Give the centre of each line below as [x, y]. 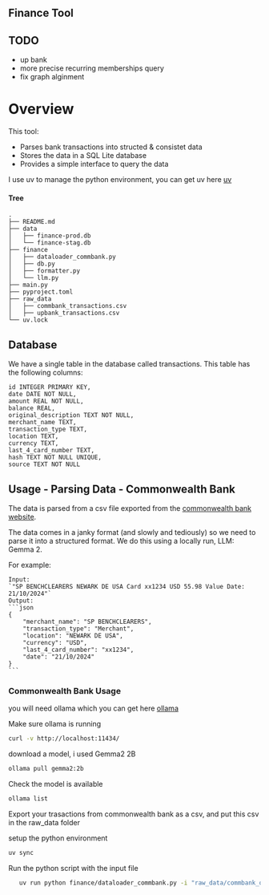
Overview [41, 109]
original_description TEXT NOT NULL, [71, 415]
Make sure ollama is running [55, 724]
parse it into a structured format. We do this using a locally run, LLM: [121, 541]
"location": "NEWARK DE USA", [73, 636]
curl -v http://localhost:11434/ [64, 739]
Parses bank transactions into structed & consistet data [111, 147]
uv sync [21, 852]
